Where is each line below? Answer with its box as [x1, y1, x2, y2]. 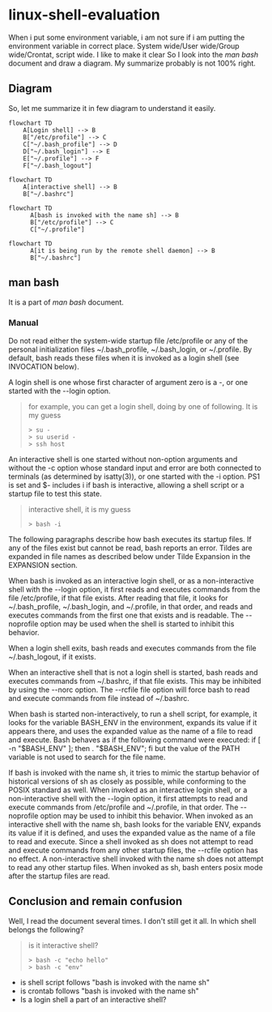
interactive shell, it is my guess [28, 504, 131, 514]
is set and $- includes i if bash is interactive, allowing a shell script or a [8, 480, 244, 489]
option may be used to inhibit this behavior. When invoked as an [40, 810, 253, 820]
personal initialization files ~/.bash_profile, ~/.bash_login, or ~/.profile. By [8, 344, 253, 354]
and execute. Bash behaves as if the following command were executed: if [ [8, 735, 261, 745]
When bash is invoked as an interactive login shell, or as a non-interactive [8, 575, 254, 585]
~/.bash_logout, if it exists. [8, 651, 97, 661]
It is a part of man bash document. [8, 297, 124, 307]
